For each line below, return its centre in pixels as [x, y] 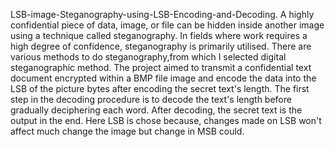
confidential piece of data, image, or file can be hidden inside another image [167, 25]
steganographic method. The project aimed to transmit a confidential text [161, 67]
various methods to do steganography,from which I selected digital [148, 57]
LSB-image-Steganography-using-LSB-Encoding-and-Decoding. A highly [162, 14]
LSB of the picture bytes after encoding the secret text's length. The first [160, 88]
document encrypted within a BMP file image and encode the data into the [163, 78]
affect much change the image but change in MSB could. [127, 131]
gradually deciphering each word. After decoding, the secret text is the [156, 110]
